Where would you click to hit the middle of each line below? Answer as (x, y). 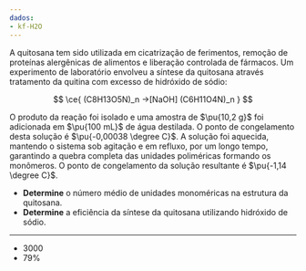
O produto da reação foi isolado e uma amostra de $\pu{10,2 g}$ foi (137, 117)
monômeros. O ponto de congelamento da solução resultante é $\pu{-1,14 (148, 165)
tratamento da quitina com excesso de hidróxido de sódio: (118, 81)
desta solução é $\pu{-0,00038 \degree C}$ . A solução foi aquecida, (139, 136)
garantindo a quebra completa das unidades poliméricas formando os (140, 155)
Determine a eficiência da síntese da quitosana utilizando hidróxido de (155, 212)
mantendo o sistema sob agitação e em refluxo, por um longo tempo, (139, 146)
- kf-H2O (26, 26)
